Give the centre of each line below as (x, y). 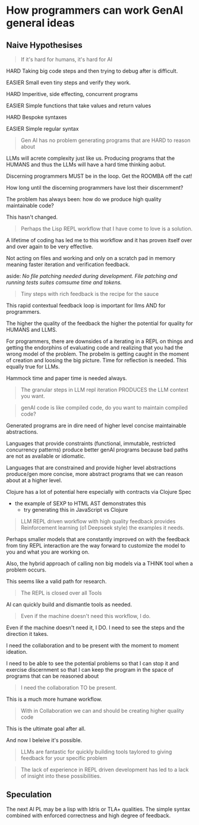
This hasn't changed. (32, 217)
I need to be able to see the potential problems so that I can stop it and (93, 663)
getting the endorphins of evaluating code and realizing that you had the (94, 347)
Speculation (29, 795)
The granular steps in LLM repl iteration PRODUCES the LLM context (105, 390)
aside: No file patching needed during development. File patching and (92, 276)
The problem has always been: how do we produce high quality (84, 199)
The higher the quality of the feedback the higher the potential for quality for (99, 323)
